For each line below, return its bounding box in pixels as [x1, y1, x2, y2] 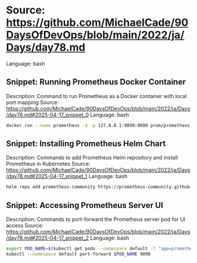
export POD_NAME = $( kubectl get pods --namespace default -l [6, 246, 157, 252]
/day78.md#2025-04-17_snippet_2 [6, 234, 89, 241]
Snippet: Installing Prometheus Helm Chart [6, 139, 166, 149]
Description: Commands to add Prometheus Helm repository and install [6, 154, 178, 161]
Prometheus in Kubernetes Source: [6, 160, 91, 167]
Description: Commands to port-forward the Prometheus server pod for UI [6, 216, 186, 223]
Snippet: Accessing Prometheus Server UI [6, 200, 164, 210]
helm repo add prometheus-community [6, 184, 96, 190]
